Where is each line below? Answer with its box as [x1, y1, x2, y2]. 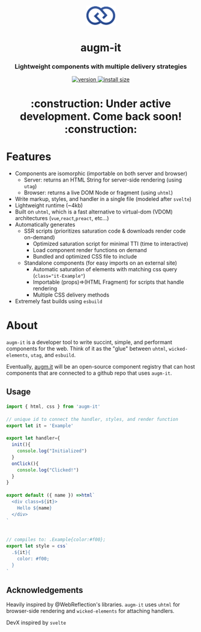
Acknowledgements [6, 585, 83, 595]
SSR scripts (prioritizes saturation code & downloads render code [23, 227, 186, 235]
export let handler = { [6, 435, 61, 441]
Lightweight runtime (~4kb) [14, 202, 83, 209]
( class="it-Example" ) [32, 272, 86, 280]
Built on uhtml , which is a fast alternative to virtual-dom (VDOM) [14, 208, 173, 215]
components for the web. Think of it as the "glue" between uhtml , [6, 345, 168, 352]
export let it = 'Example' [6, 423, 74, 429]
